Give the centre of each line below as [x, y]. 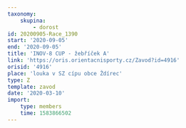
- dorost [46, 27]
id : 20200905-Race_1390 [43, 34]
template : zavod [31, 87]
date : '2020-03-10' [36, 93]
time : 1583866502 [46, 113]
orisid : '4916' [30, 67]
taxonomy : [22, 14]
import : [19, 100]
